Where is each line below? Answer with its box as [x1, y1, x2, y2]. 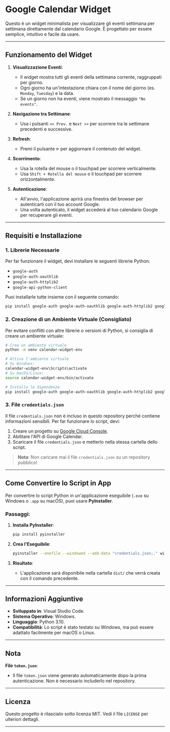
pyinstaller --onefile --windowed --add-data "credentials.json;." [12, 551, 158, 556]
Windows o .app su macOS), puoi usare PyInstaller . [5, 497, 113, 504]
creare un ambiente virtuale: [5, 332, 64, 339]
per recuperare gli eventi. [20, 212, 73, 218]
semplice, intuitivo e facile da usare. [5, 31, 80, 37]
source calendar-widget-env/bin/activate [5, 375, 94, 380]
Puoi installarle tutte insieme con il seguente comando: [5, 294, 119, 300]
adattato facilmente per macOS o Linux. [12, 629, 96, 636]
